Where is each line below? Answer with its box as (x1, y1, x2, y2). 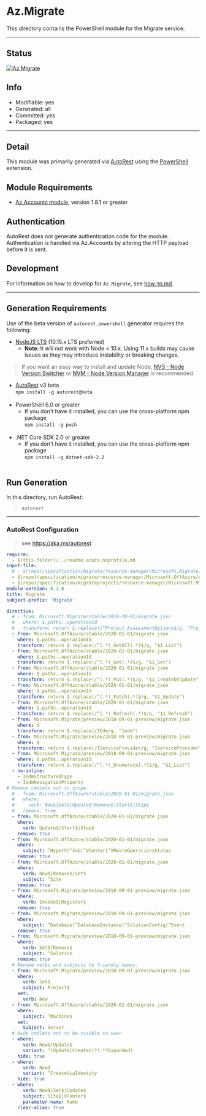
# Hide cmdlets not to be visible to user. (12, 1030, 124, 1037)
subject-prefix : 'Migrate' (6, 597, 75, 603)
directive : (6, 608, 34, 614)
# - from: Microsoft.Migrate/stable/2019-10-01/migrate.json (12, 614, 172, 620)
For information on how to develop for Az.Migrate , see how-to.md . (6, 279, 174, 287)
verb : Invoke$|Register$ (22, 899, 86, 905)
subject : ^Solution (22, 950, 72, 957)
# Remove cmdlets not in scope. (6, 785, 89, 791)
